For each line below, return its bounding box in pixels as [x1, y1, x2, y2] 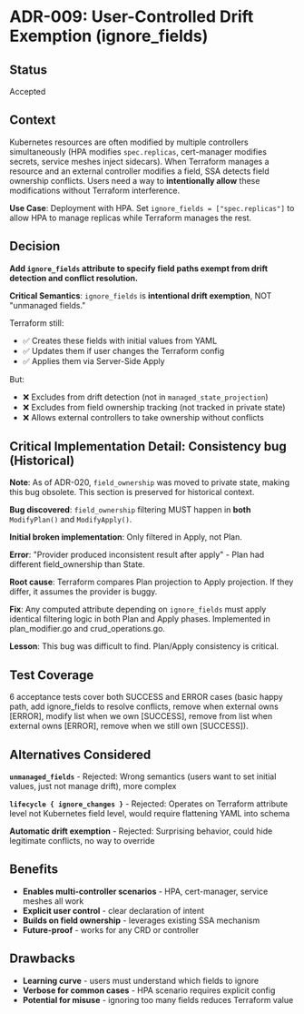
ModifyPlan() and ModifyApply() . [9, 514, 132, 525]
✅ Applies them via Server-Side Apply [22, 355, 165, 366]
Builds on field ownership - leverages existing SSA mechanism [22, 915, 260, 926]
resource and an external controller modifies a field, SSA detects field [9, 166, 270, 177]
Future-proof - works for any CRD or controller [22, 924, 200, 935]
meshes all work [22, 895, 84, 907]
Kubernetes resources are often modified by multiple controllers [9, 137, 249, 147]
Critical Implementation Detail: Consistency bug [9, 439, 288, 454]
